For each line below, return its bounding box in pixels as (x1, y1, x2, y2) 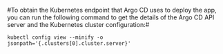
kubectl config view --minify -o (7, 34, 104, 41)
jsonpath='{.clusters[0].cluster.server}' (7, 40, 131, 47)
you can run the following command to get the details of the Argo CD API (7, 13, 215, 21)
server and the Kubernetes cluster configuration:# (7, 21, 150, 28)
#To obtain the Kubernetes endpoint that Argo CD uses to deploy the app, (7, 6, 217, 14)
